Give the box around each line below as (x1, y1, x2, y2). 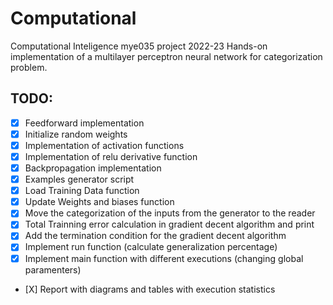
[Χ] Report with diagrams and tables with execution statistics (24, 283, 276, 295)
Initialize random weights (24, 128, 128, 140)
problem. (10, 61, 48, 73)
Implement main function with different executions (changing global (24, 252, 304, 264)
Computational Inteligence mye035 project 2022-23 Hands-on (10, 40, 268, 52)
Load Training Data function (24, 185, 140, 197)
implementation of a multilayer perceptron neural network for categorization (10, 50, 323, 62)
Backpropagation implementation (24, 162, 162, 174)
